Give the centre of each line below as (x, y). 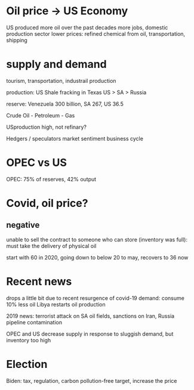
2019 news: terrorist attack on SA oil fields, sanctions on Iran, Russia (90, 316)
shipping (17, 40)
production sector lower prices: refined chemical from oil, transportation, (96, 33)
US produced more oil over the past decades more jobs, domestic (87, 27)
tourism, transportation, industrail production (61, 81)
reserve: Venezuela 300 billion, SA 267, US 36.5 (65, 104)
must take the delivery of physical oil (51, 246)
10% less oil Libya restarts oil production (56, 304)
